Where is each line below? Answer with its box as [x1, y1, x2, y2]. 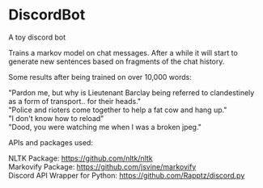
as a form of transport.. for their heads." [8, 96, 142, 106]
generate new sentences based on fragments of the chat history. [8, 56, 225, 66]
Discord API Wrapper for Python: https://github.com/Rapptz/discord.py [8, 170, 245, 180]
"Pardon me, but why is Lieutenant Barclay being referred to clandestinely [8, 87, 255, 98]
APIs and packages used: [8, 137, 93, 147]
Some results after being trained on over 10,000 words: [8, 72, 192, 81]
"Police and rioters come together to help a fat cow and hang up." [8, 105, 227, 115]
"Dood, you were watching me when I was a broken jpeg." [8, 122, 202, 132]
